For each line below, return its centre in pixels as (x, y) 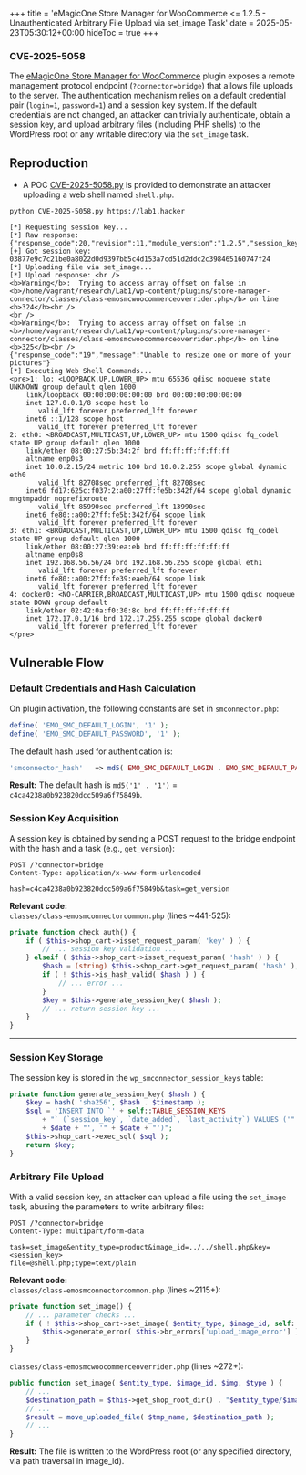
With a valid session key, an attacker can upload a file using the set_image (148, 1197)
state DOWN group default (58, 603)
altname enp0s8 (55, 555)
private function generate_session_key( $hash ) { (107, 1094)
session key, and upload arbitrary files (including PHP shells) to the (135, 125)
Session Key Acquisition (65, 819)
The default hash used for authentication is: (91, 751)
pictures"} (30, 363)
